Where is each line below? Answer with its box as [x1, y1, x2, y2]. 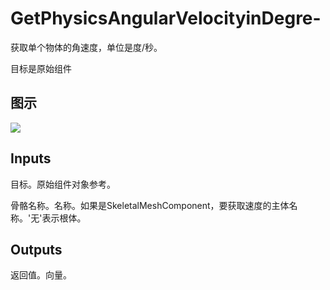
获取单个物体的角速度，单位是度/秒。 [10, 41, 163, 53]
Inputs [10, 150, 52, 167]
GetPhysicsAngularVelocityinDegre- [10, 7, 322, 30]
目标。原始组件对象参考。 [10, 178, 116, 190]
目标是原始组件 [10, 62, 72, 74]
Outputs [10, 241, 63, 258]
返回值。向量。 [10, 269, 72, 281]
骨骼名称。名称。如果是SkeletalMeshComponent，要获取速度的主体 [10, 199, 290, 211]
